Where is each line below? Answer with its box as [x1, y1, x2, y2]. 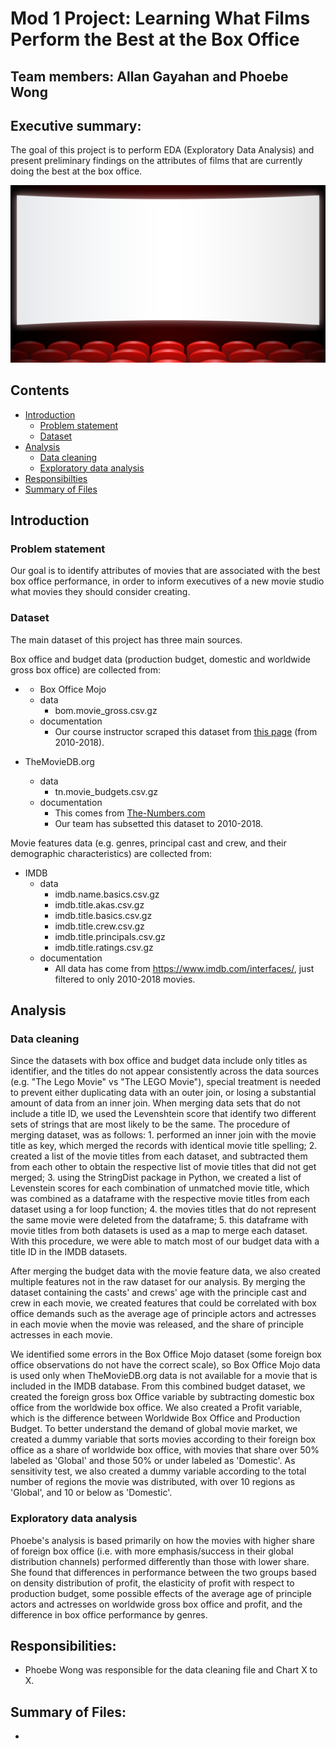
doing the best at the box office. [10, 165, 143, 177]
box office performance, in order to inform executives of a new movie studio [10, 575, 325, 587]
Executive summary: [10, 117, 142, 134]
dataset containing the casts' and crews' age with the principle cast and [10, 1287, 307, 1299]
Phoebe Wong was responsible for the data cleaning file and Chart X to [24, 1664, 318, 1676]
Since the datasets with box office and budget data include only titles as [10, 1055, 308, 1067]
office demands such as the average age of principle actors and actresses [10, 1308, 317, 1320]
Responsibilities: [10, 1638, 117, 1655]
